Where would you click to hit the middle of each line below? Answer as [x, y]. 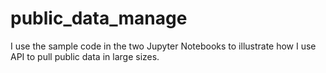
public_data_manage [99, 18]
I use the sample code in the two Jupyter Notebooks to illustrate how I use [163, 46]
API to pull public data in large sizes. [85, 56]
